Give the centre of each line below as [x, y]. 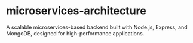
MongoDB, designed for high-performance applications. [75, 33]
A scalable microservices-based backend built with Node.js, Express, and [97, 27]
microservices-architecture [76, 11]
